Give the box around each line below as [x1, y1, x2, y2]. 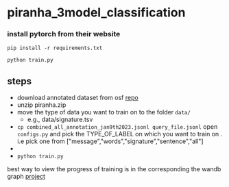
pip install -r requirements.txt [7, 45, 103, 52]
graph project [7, 173, 46, 181]
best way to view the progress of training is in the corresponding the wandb [7, 165, 221, 173]
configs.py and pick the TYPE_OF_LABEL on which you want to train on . [16, 130, 223, 138]
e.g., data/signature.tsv [27, 115, 93, 124]
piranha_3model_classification [7, 5, 186, 21]
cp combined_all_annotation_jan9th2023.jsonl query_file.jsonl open [16, 123, 218, 131]
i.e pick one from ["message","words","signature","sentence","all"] [16, 137, 204, 145]
